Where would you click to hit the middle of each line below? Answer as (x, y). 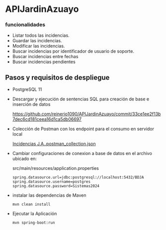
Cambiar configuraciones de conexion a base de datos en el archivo (82, 153)
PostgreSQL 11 (27, 89)
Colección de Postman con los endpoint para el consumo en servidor (83, 129)
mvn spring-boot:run (34, 223)
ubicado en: (25, 159)
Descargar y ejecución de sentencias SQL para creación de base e (81, 99)
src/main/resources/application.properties (56, 168)
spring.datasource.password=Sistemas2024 (56, 186)
